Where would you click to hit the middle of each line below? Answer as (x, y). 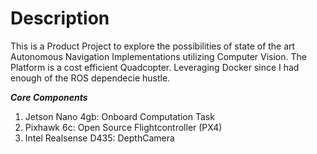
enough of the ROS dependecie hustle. (90, 78)
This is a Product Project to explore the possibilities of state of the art (153, 46)
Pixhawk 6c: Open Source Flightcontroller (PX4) (123, 127)
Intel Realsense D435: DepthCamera (99, 138)
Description (60, 18)
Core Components (49, 97)
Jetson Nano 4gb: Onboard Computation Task (119, 116)
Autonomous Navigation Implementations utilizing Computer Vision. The (158, 56)
